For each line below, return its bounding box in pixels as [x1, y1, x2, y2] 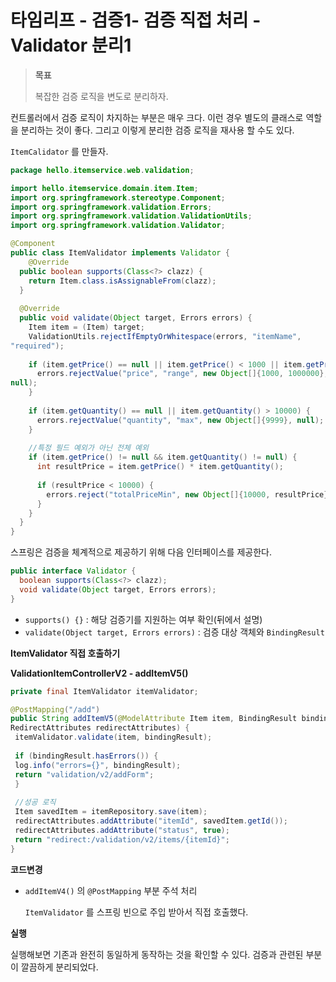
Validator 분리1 [10, 34, 132, 57]
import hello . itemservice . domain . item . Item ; [10, 183, 199, 193]
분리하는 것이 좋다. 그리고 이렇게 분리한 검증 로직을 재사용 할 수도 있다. [20, 124, 295, 136]
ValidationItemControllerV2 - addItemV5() [10, 667, 189, 679]
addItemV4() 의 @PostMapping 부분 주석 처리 [24, 884, 198, 896]
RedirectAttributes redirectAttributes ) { [10, 723, 190, 733]
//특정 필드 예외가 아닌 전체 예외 [28, 443, 149, 453]
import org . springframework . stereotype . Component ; [10, 192, 226, 203]
